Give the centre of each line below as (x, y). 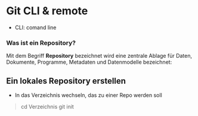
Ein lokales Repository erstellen (66, 81)
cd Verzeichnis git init (47, 107)
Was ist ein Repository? (41, 43)
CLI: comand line (35, 27)
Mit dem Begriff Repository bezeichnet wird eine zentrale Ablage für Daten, (99, 56)
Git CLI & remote (47, 11)
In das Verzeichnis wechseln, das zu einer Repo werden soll (88, 95)
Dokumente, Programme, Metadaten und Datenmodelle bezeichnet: (89, 62)
